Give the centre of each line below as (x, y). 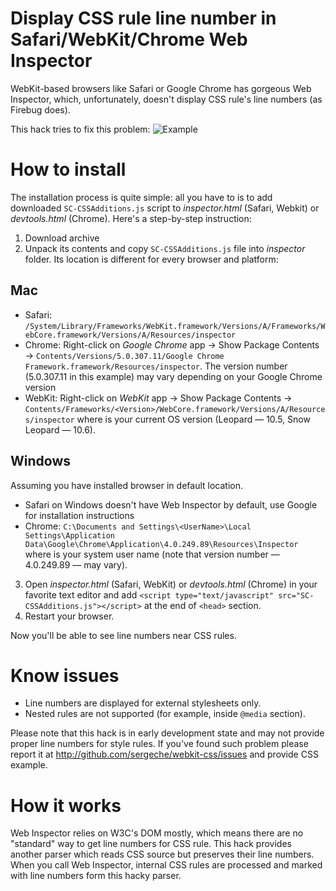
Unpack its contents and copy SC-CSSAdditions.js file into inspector (165, 248)
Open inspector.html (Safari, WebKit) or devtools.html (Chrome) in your (171, 584)
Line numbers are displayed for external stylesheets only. (143, 703)
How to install (68, 169)
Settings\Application (69, 535)
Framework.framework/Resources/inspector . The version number (156, 366)
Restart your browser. (69, 616)
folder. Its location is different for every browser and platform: (151, 259)
